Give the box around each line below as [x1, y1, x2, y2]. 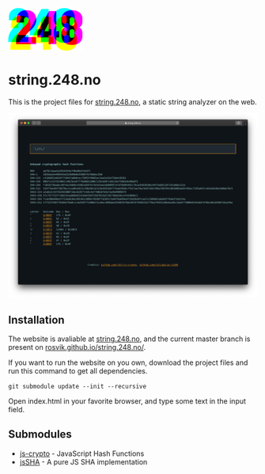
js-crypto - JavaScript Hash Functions [19, 449, 145, 458]
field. [8, 405, 25, 415]
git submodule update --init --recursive [8, 383, 147, 391]
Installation [8, 313, 65, 327]
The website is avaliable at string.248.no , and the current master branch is [8, 334, 251, 343]
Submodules [8, 427, 73, 442]
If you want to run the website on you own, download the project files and [8, 358, 248, 367]
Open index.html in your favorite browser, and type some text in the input [8, 396, 247, 406]
